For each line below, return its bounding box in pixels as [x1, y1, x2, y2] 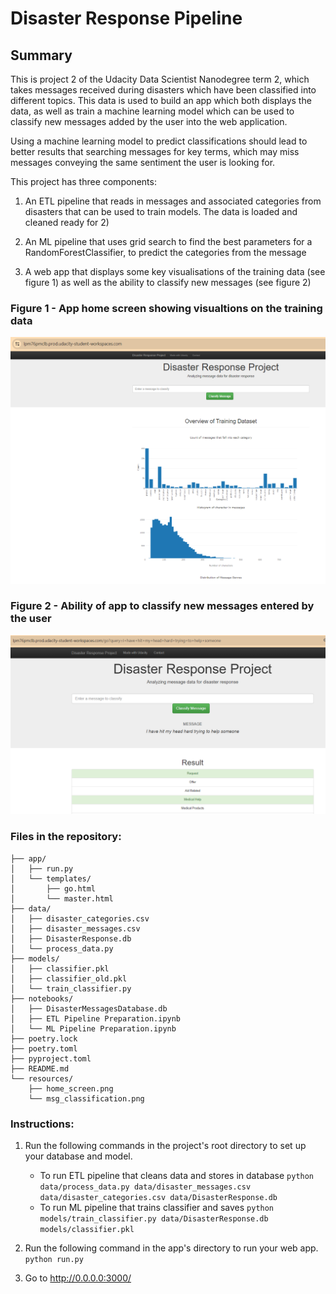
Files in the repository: [10, 830, 122, 844]
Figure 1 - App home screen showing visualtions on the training [10, 301, 323, 315]
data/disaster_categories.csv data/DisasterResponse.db [39, 1192, 278, 1202]
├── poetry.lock [10, 1033, 78, 1044]
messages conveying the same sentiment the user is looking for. [10, 157, 276, 168]
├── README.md [10, 1063, 70, 1074]
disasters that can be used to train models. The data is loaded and [24, 206, 298, 217]
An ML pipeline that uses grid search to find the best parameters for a [24, 236, 313, 247]
